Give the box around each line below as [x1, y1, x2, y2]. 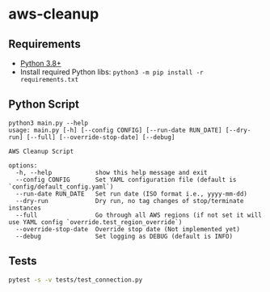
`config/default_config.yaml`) [8, 183, 114, 191]
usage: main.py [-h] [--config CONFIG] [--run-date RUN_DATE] [8, 126, 222, 134]
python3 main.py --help [8, 119, 89, 127]
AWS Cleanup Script [8, 147, 74, 155]
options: [8, 161, 38, 170]
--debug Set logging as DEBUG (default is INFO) [15, 232, 233, 240]
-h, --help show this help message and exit [15, 168, 208, 176]
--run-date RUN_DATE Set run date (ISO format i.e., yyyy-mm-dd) [15, 189, 248, 198]
